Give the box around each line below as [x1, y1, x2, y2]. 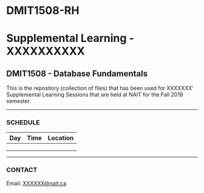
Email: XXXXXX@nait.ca [6, 180, 67, 187]
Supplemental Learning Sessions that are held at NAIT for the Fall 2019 [6, 91, 183, 98]
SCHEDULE [6, 118, 40, 127]
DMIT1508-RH [6, 4, 80, 18]
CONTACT [6, 166, 38, 174]
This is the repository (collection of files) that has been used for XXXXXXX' [6, 84, 194, 92]
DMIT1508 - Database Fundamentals [6, 68, 148, 79]
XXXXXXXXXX [6, 44, 85, 58]
